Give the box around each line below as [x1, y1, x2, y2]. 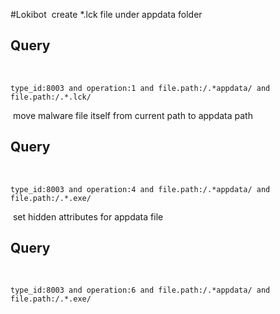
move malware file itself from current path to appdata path [12, 109, 253, 121]
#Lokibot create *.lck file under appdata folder [10, 9, 203, 20]
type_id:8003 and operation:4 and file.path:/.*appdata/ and [10, 184, 271, 194]
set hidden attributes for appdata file [12, 210, 164, 223]
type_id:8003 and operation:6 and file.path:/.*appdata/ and [10, 285, 271, 296]
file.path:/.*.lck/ [10, 92, 92, 102]
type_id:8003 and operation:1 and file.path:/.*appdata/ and [10, 83, 271, 93]
